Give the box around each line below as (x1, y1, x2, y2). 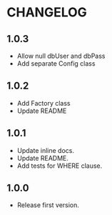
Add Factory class (16, 99, 71, 107)
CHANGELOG (6, 4, 87, 21)
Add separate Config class (16, 59, 96, 68)
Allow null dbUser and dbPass (16, 51, 106, 60)
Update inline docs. (16, 146, 74, 154)
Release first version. (16, 201, 80, 209)
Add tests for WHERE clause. (16, 161, 103, 170)
